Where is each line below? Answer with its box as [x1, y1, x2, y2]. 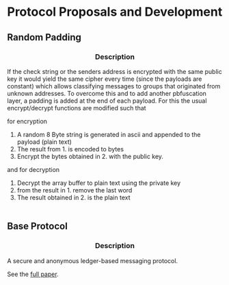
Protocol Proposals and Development [7, 4, 223, 20]
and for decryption [7, 165, 60, 173]
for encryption [7, 117, 48, 125]
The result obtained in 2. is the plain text [16, 193, 131, 201]
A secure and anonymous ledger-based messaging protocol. [7, 256, 178, 264]
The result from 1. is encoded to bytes [16, 145, 124, 153]
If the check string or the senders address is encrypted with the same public [7, 67, 222, 75]
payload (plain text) [16, 138, 72, 146]
